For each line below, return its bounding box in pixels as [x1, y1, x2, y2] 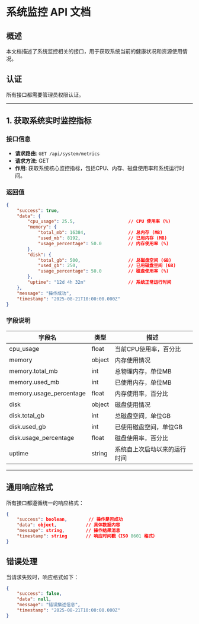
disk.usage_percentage [9, 433, 75, 442]
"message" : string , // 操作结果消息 [17, 528, 120, 534]
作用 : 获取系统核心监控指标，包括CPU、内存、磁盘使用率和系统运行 [14, 164, 179, 172]
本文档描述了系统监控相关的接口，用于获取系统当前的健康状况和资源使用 [6, 48, 182, 55]
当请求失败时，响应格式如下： [6, 574, 79, 581]
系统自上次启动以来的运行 [114, 445, 187, 453]
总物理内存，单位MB [114, 367, 172, 375]
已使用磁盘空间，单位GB [114, 423, 183, 431]
